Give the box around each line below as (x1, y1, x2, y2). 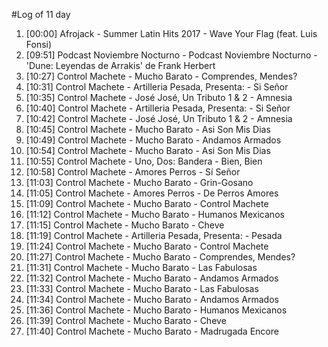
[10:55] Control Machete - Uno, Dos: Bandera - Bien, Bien (25, 155, 263, 167)
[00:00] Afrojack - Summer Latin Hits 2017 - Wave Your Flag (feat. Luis (25, 28, 318, 39)
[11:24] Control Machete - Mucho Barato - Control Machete (25, 240, 269, 252)
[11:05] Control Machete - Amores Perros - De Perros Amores (25, 187, 279, 199)
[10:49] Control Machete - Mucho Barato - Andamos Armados (25, 134, 282, 146)
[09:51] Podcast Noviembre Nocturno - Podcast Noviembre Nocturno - (25, 49, 318, 61)
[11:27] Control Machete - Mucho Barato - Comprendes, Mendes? (25, 251, 296, 263)
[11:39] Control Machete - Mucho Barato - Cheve (25, 315, 227, 326)
